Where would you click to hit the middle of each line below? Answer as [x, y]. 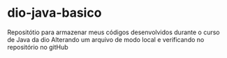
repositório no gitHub [38, 47]
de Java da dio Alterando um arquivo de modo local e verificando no [106, 39]
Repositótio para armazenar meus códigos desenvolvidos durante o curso [113, 32]
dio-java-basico [54, 13]
